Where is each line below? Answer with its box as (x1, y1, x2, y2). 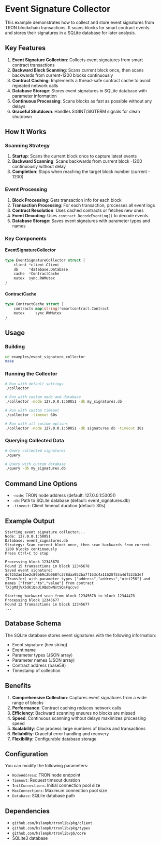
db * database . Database (14, 267, 68, 272)
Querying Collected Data (5, 437, 64, 444)
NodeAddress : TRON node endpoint (12, 772, 81, 778)
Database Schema (5, 620, 61, 628)
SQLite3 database (12, 835, 48, 841)
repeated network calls (12, 83, 58, 88)
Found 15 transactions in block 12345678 (5, 564, 90, 569)
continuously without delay (12, 164, 66, 170)
